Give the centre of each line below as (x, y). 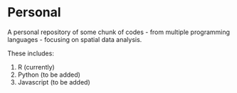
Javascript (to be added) (54, 82)
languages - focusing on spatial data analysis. (75, 39)
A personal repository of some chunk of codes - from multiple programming (118, 32)
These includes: (31, 53)
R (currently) (36, 67)
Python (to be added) (49, 75)
